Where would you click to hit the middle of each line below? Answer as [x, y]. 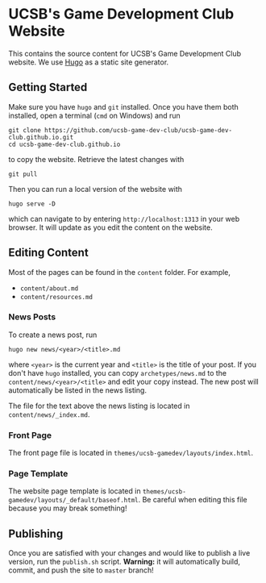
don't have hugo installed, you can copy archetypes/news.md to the [118, 373]
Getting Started [48, 87]
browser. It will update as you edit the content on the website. [110, 227]
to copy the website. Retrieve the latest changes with [96, 159]
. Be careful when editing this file [193, 500]
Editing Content [48, 253]
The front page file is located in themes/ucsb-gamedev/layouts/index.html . [131, 453]
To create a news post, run [53, 335]
